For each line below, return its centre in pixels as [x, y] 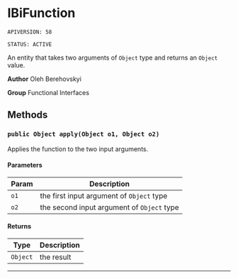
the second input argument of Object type [109, 207]
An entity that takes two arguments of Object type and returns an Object [113, 58]
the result [56, 257]
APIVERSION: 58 [30, 32]
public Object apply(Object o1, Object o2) [84, 134]
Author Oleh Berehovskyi [44, 79]
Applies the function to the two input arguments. [78, 149]
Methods [28, 115]
